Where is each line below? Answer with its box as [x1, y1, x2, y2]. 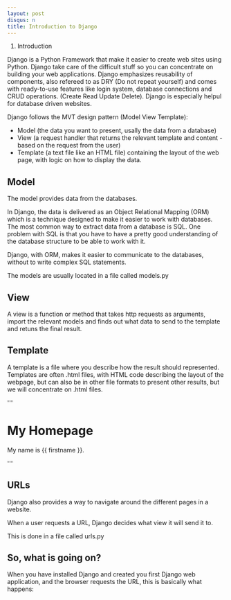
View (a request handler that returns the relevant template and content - [17, 134, 223, 142]
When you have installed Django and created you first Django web [7, 570, 196, 579]
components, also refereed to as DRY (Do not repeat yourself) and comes [7, 78, 217, 86]
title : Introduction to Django [7, 23, 98, 30]
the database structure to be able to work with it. [7, 237, 146, 246]
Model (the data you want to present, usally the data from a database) [17, 126, 216, 135]
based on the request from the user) [17, 141, 121, 150]
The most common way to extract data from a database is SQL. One [7, 222, 201, 231]
